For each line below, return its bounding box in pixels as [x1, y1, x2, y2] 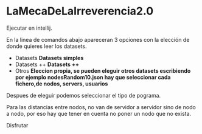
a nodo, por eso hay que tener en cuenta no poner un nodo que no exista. [6, 110, 192, 117]
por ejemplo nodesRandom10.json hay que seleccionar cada [15, 73, 171, 81]
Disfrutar [6, 121, 29, 129]
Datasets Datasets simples [15, 54, 84, 61]
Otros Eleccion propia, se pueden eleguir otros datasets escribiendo [15, 67, 191, 74]
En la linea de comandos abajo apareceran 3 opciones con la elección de [6, 36, 190, 43]
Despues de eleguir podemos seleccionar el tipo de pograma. [6, 92, 161, 99]
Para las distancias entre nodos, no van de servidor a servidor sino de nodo [6, 103, 196, 110]
